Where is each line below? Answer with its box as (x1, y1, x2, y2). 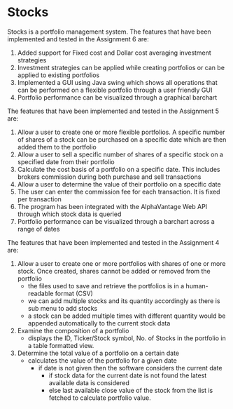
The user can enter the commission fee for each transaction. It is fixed (17, 187, 220, 196)
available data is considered (48, 378, 129, 387)
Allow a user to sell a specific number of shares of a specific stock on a (17, 150, 224, 159)
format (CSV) (55, 289, 93, 297)
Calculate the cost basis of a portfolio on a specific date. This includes (17, 165, 220, 173)
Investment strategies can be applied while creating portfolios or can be (17, 63, 225, 72)
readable (27, 289, 54, 297)
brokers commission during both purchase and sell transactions (17, 173, 202, 181)
